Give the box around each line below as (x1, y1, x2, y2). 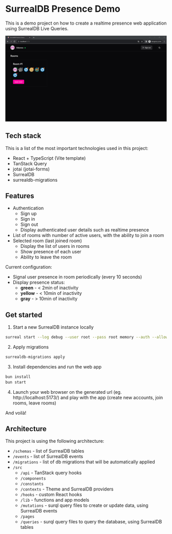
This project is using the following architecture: (5, 438, 104, 444)
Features (5, 191, 34, 200)
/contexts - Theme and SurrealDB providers (20, 486, 114, 492)
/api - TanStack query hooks (20, 469, 82, 476)
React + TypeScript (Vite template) (12, 155, 86, 161)
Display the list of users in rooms (20, 243, 90, 249)
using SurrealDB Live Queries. (5, 25, 69, 31)
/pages (20, 514, 35, 520)
